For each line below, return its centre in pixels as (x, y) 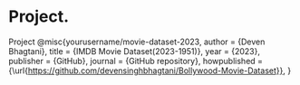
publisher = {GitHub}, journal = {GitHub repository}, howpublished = (136, 61)
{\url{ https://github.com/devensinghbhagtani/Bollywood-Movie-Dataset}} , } (150, 71)
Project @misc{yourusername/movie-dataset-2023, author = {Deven (137, 42)
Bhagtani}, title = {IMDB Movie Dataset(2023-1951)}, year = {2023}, (134, 51)
